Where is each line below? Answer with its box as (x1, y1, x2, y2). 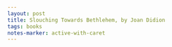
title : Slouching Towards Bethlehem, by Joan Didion (7, 17, 166, 23)
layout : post (7, 10, 46, 17)
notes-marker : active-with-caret (7, 29, 106, 37)
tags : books (7, 23, 42, 30)
